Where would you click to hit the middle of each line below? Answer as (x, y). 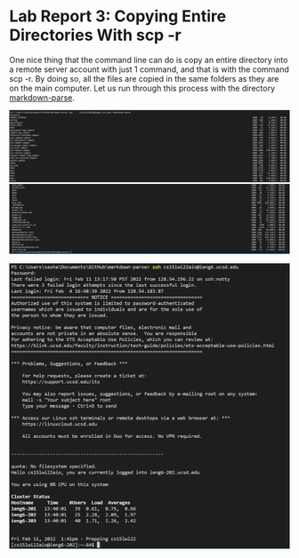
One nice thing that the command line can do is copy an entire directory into (149, 60)
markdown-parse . (42, 97)
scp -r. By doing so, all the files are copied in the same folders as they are (144, 78)
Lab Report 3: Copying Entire (118, 16)
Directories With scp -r (95, 35)
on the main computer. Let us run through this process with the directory (142, 88)
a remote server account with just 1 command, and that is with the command (149, 69)
